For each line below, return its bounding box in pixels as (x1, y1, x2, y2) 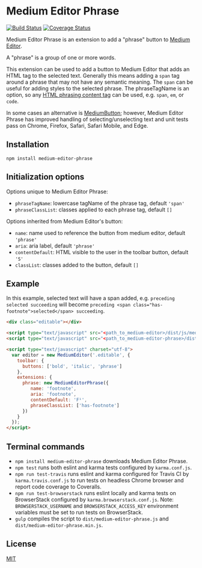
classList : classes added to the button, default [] (14, 261, 139, 269)
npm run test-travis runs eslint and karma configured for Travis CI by (14, 470, 189, 477)
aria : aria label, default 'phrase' (14, 242, 95, 249)
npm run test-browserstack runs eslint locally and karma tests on (14, 489, 176, 496)
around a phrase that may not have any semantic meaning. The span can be (6, 78, 194, 86)
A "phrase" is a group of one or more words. (6, 54, 116, 61)
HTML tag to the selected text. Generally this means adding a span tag (6, 72, 180, 79)
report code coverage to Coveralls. (14, 483, 102, 490)
